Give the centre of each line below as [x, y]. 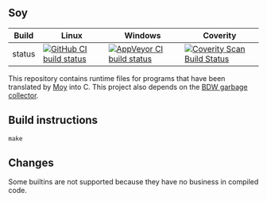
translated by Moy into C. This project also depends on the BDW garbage [128, 87]
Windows [143, 35]
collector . [23, 95]
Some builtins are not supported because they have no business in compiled [133, 182]
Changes [31, 163]
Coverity [219, 35]
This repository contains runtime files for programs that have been [117, 78]
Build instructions [53, 120]
